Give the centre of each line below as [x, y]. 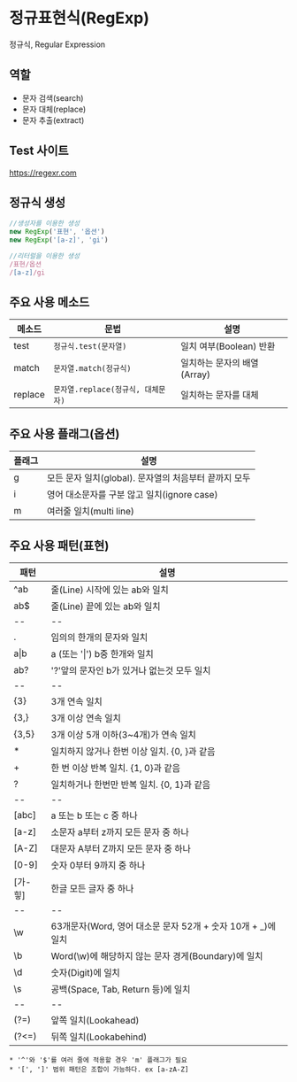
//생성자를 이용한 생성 [45, 224]
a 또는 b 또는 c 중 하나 [95, 815]
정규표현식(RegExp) [80, 18]
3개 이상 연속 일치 [86, 718]
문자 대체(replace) [54, 109]
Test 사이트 [39, 151]
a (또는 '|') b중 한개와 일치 [103, 654]
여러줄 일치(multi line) [91, 512]
